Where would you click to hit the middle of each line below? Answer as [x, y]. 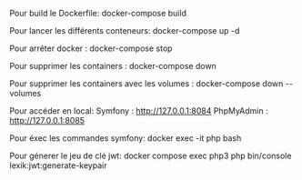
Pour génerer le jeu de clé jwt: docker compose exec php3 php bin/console [151, 155]
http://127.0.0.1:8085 [47, 120]
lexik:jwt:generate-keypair [58, 165]
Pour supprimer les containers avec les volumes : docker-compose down [146, 84]
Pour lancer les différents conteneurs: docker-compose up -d [125, 30]
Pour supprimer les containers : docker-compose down [113, 66]
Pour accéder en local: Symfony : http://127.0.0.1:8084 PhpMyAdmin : [139, 111]
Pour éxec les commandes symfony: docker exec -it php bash [126, 138]
